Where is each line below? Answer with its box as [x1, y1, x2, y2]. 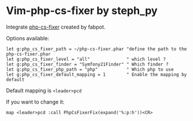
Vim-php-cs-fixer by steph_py [6, 4, 158, 18]
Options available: [6, 34, 50, 42]
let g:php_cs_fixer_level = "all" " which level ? [6, 56, 166, 62]
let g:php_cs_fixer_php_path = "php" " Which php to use [6, 66, 174, 72]
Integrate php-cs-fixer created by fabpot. [6, 23, 106, 30]
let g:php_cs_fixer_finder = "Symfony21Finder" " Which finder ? [6, 61, 168, 67]
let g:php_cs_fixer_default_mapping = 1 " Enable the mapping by [6, 71, 187, 77]
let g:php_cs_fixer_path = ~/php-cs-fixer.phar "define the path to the [6, 46, 187, 52]
